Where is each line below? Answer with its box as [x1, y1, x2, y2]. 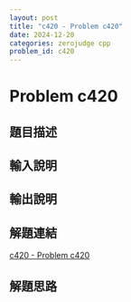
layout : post [9, 13, 59, 23]
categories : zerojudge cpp [9, 38, 111, 48]
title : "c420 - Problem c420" [9, 22, 124, 31]
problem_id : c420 [9, 47, 75, 56]
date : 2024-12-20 [9, 30, 75, 39]
